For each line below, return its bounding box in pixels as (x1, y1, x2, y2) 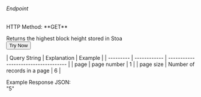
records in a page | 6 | (6, 67, 61, 74)
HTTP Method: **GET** (6, 23, 68, 31)
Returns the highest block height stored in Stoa (6, 35, 123, 42)
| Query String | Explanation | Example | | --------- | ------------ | (6, 54, 167, 62)
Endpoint (6, 5, 29, 12)
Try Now (9, 43, 28, 49)
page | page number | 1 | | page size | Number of (74, 60, 195, 68)
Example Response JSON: (6, 78, 71, 86)
